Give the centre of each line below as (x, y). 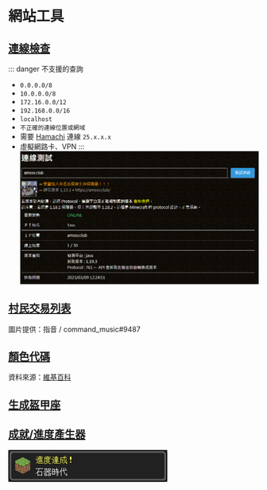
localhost (36, 120)
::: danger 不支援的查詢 (46, 69)
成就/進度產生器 (47, 435)
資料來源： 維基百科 (40, 377)
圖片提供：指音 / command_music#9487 (74, 329)
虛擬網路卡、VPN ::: (52, 147)
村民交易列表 (40, 309)
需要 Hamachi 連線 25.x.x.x (65, 137)
